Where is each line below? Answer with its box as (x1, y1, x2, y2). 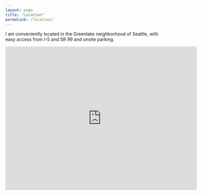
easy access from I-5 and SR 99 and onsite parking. (5, 36, 115, 42)
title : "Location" (5, 12, 44, 17)
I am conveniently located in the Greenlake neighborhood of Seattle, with (5, 31, 159, 37)
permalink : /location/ (5, 17, 54, 22)
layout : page (5, 7, 33, 13)
